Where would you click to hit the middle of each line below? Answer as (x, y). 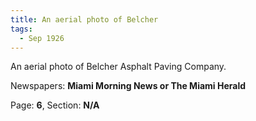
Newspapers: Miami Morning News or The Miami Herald (128, 86)
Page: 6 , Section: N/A (55, 105)
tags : (21, 29)
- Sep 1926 (42, 38)
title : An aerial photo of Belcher (84, 19)
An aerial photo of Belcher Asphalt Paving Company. (118, 67)
